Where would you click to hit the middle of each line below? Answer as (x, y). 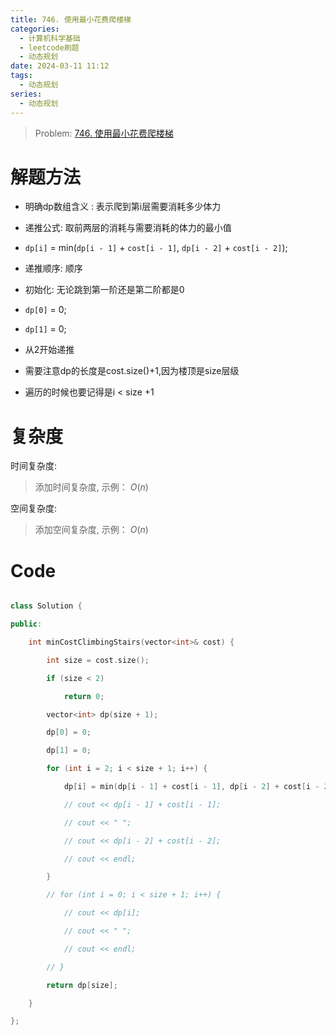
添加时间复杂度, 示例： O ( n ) (91, 487)
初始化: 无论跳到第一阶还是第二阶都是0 (104, 290)
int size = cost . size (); (98, 660)
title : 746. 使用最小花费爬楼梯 (71, 19)
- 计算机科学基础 (50, 38)
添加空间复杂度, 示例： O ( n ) (91, 530)
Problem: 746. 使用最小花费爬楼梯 (104, 133)
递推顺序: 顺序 (53, 268)
